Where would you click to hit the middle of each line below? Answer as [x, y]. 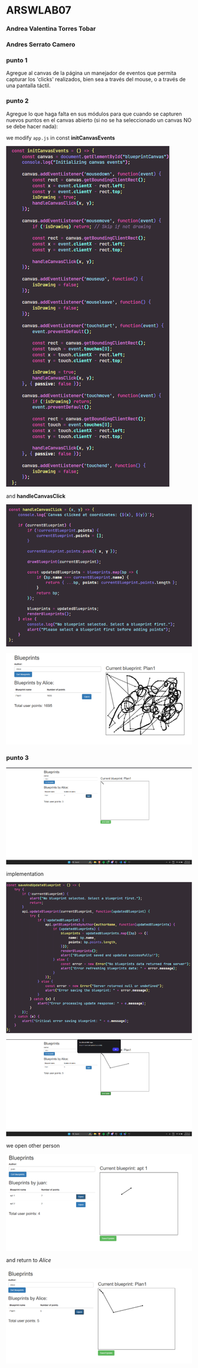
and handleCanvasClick [36, 496]
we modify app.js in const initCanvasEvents [61, 138]
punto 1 [17, 60]
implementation [25, 874]
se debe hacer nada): [32, 126]
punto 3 [17, 758]
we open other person [33, 1146]
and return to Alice [29, 1260]
